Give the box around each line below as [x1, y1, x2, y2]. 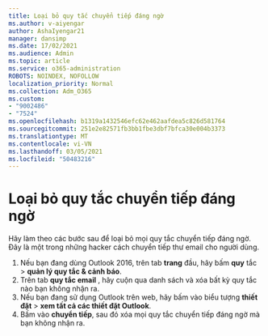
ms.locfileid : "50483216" [8, 155, 95, 163]
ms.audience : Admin [8, 49, 74, 57]
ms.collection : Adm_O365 [8, 87, 92, 96]
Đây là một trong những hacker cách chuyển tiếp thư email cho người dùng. [8, 242, 260, 252]
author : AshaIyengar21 [8, 27, 85, 35]
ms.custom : [8, 95, 45, 103]
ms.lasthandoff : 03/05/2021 [8, 147, 103, 155]
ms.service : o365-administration [8, 65, 121, 73]
